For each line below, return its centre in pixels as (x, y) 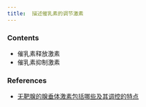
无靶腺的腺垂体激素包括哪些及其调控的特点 (78, 97)
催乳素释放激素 (38, 53)
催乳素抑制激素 (38, 62)
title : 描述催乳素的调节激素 (46, 13)
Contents (23, 37)
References (27, 80)
